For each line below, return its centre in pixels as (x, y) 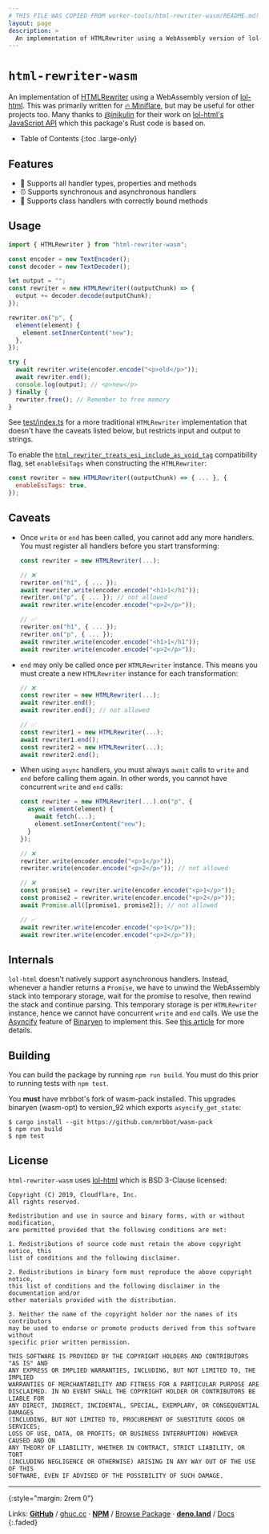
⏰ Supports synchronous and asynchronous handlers (108, 192)
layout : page (30, 23)
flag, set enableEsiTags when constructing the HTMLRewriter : (108, 463)
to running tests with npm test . (58, 1083)
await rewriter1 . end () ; (60, 739)
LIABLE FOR (26, 1398)
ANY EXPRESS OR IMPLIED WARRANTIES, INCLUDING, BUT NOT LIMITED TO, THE (132, 1370)
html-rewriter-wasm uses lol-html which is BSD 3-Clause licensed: (117, 1180)
